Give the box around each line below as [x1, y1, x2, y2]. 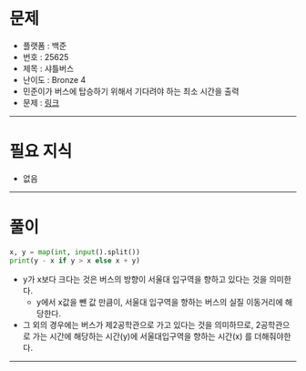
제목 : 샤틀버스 [22, 63, 75, 74]
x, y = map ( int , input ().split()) [9, 247, 141, 256]
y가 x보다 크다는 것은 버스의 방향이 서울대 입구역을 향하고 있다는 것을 [22, 273, 268, 284]
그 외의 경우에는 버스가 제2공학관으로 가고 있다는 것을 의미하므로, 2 [22, 319, 261, 330]
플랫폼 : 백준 [22, 40, 67, 51]
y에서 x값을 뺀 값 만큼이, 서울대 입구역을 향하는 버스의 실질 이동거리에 [36, 296, 284, 307]
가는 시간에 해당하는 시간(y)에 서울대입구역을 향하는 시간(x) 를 [32, 330, 253, 342]
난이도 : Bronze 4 [22, 74, 87, 85]
